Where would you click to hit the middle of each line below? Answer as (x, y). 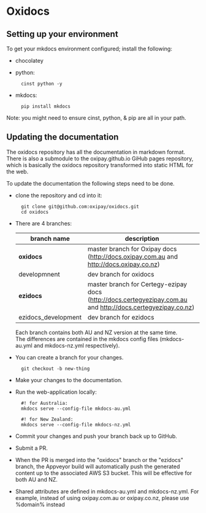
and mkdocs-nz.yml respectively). (77, 345)
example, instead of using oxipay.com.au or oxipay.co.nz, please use (102, 498)
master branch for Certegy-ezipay (138, 284)
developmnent (39, 274)
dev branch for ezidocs (121, 317)
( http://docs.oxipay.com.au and (133, 256)
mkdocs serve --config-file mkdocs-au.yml (76, 409)
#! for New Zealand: (47, 419)
